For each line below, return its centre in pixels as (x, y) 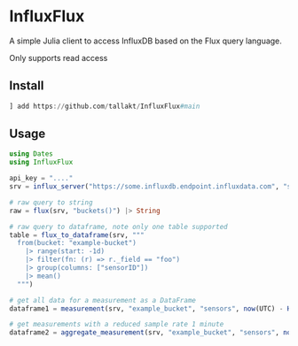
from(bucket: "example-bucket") (77, 243)
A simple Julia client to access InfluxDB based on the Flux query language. (145, 41)
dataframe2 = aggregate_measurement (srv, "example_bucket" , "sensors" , (144, 333)
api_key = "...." (41, 179)
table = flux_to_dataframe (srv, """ (77, 235)
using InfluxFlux (41, 162)
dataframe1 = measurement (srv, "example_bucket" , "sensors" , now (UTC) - (146, 308)
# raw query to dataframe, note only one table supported (118, 227)
